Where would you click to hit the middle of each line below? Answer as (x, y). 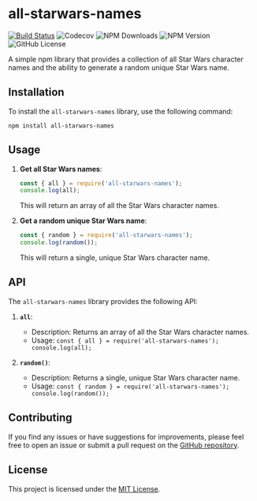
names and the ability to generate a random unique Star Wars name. (119, 67)
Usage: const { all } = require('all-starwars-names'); (125, 340)
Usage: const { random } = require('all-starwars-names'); (130, 386)
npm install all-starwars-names (61, 126)
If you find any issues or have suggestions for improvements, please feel (126, 436)
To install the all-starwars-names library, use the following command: (121, 111)
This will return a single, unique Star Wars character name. (115, 258)
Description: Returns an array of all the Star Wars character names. (140, 332)
